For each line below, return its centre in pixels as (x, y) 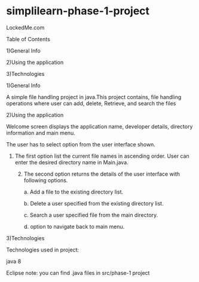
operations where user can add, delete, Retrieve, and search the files (91, 103)
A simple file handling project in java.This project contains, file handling (94, 97)
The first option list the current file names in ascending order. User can (102, 156)
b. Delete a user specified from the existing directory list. (94, 203)
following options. (46, 180)
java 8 (14, 261)
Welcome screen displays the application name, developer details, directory (99, 126)
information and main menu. (41, 133)
